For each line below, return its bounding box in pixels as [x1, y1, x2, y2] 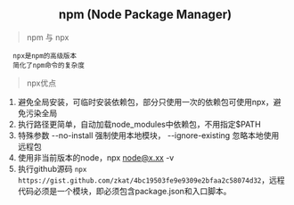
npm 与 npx [26, 31, 69, 43]
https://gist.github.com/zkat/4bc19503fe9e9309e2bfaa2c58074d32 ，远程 [17, 174, 285, 185]
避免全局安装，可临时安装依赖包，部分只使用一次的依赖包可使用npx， [17, 96, 274, 107]
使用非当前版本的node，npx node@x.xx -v [17, 152, 175, 163]
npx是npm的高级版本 [12, 51, 78, 61]
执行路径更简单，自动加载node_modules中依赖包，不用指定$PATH [17, 119, 261, 129]
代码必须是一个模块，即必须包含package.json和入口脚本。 [17, 185, 232, 196]
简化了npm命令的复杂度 [12, 61, 85, 70]
